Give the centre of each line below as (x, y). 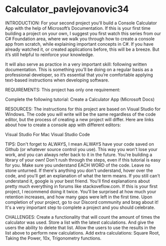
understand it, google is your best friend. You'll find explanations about (78, 181)
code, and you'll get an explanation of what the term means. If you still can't (83, 175)
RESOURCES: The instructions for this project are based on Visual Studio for (83, 109)
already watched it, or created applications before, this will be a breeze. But (82, 49)
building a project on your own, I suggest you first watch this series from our (83, 33)
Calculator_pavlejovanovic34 (67, 9)
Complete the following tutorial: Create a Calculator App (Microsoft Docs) (80, 99)
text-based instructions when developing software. (57, 80)
